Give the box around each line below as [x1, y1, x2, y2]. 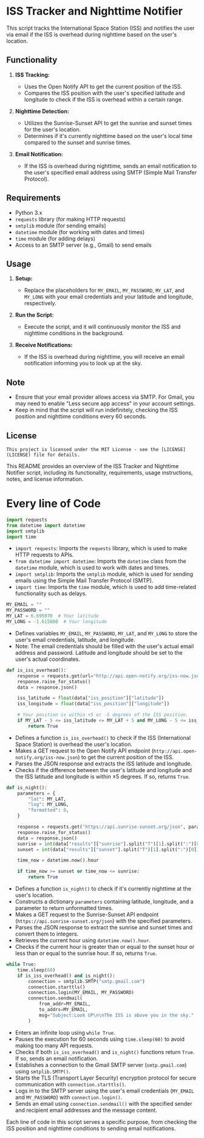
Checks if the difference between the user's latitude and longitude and [15, 766, 192, 773]
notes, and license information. [6, 475, 84, 483]
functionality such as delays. [15, 590, 87, 597]
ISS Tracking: [15, 71, 50, 78]
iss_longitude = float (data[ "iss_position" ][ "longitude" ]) [17, 701, 170, 707]
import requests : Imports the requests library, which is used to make [15, 545, 187, 552]
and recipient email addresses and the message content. [15, 1106, 157, 1114]
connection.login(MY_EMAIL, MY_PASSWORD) [28, 990, 135, 996]
